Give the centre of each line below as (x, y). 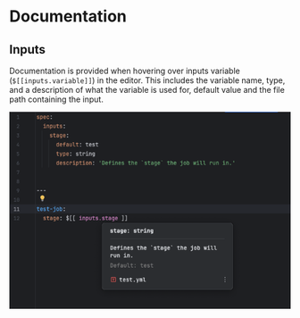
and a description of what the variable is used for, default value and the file (147, 90)
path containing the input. (57, 99)
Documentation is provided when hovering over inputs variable (125, 71)
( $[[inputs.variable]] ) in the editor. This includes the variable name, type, (147, 80)
